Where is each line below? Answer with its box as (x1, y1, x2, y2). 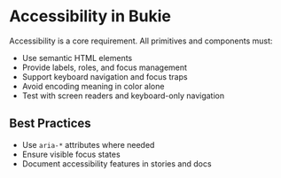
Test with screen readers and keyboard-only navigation (21, 90, 224, 101)
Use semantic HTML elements (21, 52, 133, 63)
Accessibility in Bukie (9, 6, 171, 27)
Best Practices (9, 116, 91, 131)
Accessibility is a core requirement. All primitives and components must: (9, 35, 273, 46)
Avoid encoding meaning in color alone (21, 81, 165, 91)
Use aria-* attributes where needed (21, 139, 155, 150)
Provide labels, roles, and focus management (21, 62, 188, 73)
